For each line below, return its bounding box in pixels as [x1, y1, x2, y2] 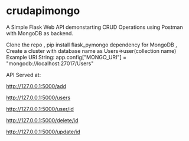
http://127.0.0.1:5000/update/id [6, 128, 81, 135]
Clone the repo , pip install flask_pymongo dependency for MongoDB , [6, 41, 177, 48]
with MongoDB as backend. [6, 29, 74, 36]
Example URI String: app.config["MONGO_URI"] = [6, 53, 127, 61]
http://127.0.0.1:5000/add [6, 82, 67, 89]
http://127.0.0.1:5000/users [6, 94, 71, 101]
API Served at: [6, 71, 41, 78]
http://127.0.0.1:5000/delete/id [6, 116, 79, 124]
